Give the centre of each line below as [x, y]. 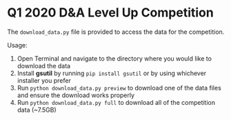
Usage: [17, 45]
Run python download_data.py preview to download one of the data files [119, 88]
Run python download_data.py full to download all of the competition [116, 102]
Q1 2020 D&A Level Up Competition [110, 13]
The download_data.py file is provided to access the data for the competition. [116, 32]
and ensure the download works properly [76, 95]
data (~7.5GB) [37, 110]
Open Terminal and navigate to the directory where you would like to [114, 58]
